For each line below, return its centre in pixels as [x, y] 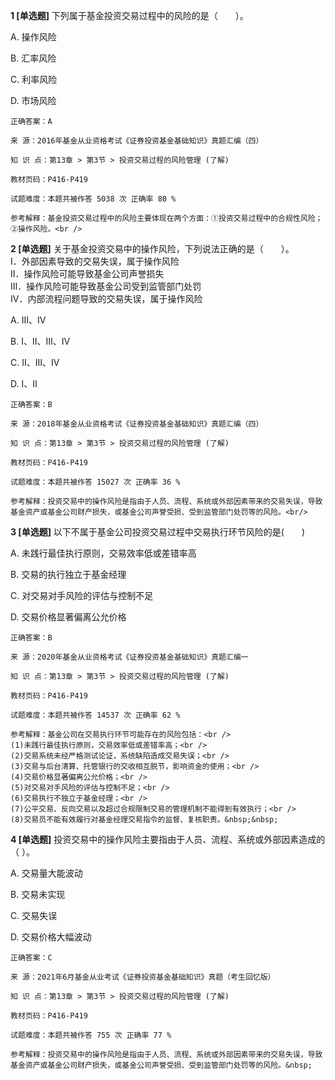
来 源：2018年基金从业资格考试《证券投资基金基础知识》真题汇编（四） [137, 424]
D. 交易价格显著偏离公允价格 [68, 617]
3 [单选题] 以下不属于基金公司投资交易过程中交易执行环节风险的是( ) [158, 532]
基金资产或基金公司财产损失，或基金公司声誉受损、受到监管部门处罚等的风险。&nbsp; [161, 1065]
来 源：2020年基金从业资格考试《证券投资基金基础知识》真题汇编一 [129, 657]
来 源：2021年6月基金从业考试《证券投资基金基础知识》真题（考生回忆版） [143, 977]
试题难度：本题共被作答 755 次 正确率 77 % [91, 1035]
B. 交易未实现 [38, 894]
